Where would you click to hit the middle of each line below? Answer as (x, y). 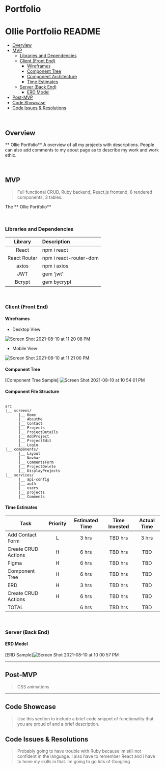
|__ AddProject (34, 436)
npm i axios (55, 266)
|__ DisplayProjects (39, 471)
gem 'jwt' (53, 274)
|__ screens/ (18, 411)
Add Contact (22, 534)
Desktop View (26, 329)
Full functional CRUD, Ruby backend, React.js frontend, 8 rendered (84, 192)
